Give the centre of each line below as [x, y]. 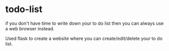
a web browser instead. [30, 28]
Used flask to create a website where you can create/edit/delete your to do [84, 38]
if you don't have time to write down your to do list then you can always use [84, 23]
